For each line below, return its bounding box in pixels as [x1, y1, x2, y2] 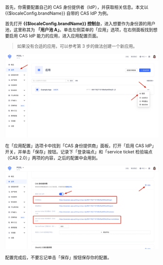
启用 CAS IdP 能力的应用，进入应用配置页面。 [9, 33, 101, 38]
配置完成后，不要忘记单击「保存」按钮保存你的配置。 [5, 255, 112, 261]
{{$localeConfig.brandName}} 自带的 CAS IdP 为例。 [5, 10, 111, 16]
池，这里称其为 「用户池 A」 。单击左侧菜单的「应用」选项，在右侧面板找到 [5, 27, 153, 33]
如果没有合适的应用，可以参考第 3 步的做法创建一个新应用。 [17, 43, 138, 49]
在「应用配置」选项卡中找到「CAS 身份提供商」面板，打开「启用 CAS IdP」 [5, 143, 157, 149]
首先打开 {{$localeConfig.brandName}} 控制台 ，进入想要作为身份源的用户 [5, 21, 156, 26]
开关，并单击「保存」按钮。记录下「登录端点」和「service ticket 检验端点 [5, 149, 153, 155]
